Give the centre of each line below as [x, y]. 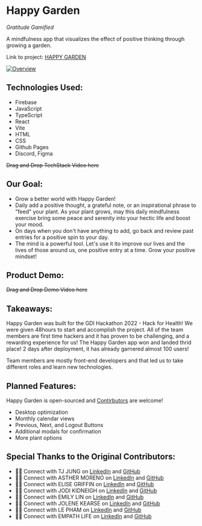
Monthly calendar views [45, 419]
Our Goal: [25, 184]
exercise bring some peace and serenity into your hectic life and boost [103, 218]
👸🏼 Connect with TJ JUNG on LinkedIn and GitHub [77, 471]
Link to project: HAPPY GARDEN [46, 57]
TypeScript [29, 115]
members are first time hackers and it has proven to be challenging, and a [98, 336]
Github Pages [32, 147]
